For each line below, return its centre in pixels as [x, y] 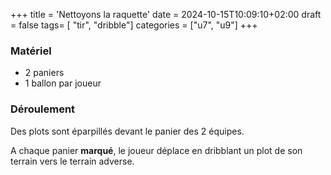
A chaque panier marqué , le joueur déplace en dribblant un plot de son [156, 150]
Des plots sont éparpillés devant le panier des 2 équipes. [127, 131]
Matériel [31, 51]
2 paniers [44, 73]
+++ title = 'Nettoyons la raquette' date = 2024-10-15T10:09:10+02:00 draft [166, 14]
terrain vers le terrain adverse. [72, 161]
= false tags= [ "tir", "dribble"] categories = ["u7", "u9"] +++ [134, 25]
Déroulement [43, 109]
